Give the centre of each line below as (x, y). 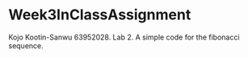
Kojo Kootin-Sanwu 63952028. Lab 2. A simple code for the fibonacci (124, 37)
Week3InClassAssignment (100, 15)
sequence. (26, 45)
